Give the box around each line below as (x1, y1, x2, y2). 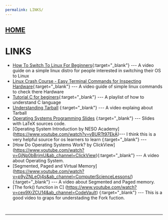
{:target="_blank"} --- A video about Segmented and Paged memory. (12, 179, 155, 185)
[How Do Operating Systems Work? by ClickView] (12, 142, 115, 148)
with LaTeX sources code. (12, 120, 66, 126)
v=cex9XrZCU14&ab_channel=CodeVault (12, 189, 96, 195)
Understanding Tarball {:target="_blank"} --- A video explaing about (12, 104, 153, 110)
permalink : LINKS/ (5, 7, 43, 12)
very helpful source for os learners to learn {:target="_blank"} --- (12, 136, 147, 142)
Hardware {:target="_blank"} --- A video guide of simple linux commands (12, 83, 162, 89)
